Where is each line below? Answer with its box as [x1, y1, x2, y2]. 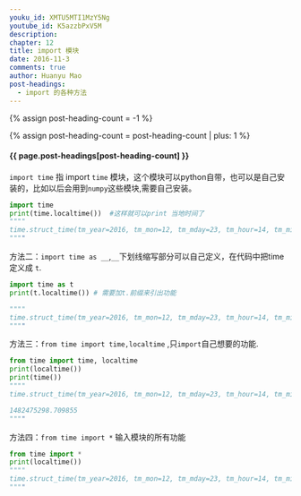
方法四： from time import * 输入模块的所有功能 [9, 432, 186, 442]
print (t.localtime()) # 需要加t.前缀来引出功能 [9, 288, 176, 297]
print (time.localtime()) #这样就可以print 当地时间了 [9, 209, 205, 218]
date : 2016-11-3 [9, 55, 70, 64]
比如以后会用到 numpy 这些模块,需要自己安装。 [32, 183, 197, 193]
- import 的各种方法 [17, 88, 88, 97]
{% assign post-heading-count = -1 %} [9, 113, 153, 124]
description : [9, 30, 58, 38]
